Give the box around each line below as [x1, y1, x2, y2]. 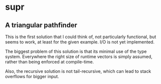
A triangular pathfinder [5, 21, 77, 29]
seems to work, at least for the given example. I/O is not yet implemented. [5, 39, 155, 45]
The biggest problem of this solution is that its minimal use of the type [5, 48, 147, 54]
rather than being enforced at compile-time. [5, 59, 94, 64]
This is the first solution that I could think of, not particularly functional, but [5, 34, 157, 40]
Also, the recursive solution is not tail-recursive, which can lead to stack [5, 68, 151, 74]
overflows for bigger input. [5, 74, 59, 79]
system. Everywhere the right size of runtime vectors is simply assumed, [5, 54, 153, 60]
